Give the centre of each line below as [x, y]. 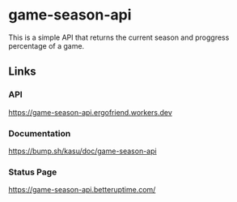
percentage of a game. [47, 45]
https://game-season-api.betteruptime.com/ [82, 190]
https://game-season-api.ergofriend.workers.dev [90, 112]
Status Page [33, 172]
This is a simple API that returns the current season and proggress [119, 37]
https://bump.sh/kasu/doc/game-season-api [83, 151]
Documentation [40, 133]
